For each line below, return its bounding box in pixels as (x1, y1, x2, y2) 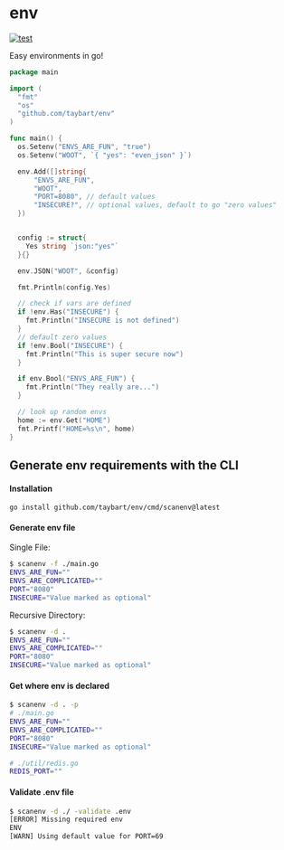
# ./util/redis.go (9, 759, 79, 768)
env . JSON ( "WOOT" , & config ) (17, 266, 119, 276)
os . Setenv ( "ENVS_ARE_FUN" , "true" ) (17, 143, 152, 152)
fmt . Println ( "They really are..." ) (25, 382, 160, 392)
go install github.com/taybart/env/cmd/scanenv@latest (9, 503, 221, 513)
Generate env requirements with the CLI (9, 458, 240, 473)
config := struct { (17, 233, 88, 242)
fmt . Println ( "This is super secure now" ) (25, 349, 184, 359)
